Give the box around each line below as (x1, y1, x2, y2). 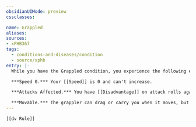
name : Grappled (6, 25, 43, 30)
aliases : (6, 30, 27, 36)
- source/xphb (11, 57, 45, 63)
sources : (6, 36, 27, 42)
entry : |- (6, 63, 30, 68)
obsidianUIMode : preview (6, 8, 66, 15)
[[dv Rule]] (6, 116, 35, 122)
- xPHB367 (6, 41, 30, 47)
